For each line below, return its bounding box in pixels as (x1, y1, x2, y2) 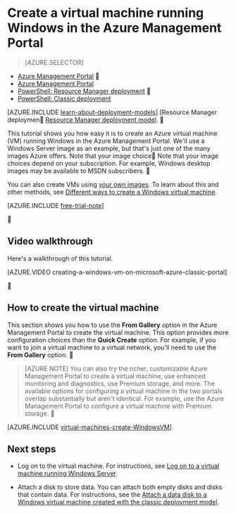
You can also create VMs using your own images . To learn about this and (7, 180, 219, 188)
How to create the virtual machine (7, 302, 159, 314)
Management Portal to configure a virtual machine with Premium (24, 402, 212, 410)
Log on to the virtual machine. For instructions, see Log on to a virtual (17, 462, 220, 470)
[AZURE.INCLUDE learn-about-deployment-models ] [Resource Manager (7, 108, 217, 116)
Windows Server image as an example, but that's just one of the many (7, 144, 211, 152)
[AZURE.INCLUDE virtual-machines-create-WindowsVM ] (7, 423, 173, 431)
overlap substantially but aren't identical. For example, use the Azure (24, 394, 224, 402)
